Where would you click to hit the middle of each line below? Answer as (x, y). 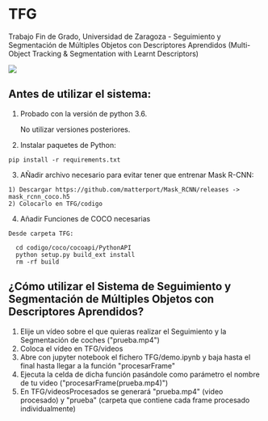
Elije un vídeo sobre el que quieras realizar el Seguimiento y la (123, 331)
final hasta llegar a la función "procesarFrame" (98, 365)
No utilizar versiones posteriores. (75, 129)
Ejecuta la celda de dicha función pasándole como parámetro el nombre (140, 374)
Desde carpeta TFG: (41, 234)
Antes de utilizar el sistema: (80, 94)
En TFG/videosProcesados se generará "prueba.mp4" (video (121, 391)
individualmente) (48, 408)
